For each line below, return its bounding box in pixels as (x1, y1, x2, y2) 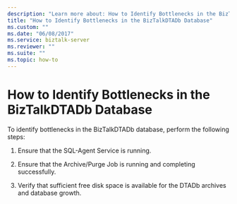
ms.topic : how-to (7, 56, 59, 64)
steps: (7, 132, 25, 141)
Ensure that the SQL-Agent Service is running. (17, 146, 152, 155)
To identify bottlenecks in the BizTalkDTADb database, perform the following (7, 125, 229, 133)
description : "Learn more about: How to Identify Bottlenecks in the (7, 10, 217, 18)
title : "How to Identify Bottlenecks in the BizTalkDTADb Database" (7, 17, 213, 24)
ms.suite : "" (7, 50, 46, 57)
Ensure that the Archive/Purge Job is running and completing (17, 160, 195, 168)
